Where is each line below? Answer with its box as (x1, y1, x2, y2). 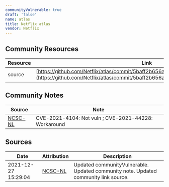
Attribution (42, 152, 69, 159)
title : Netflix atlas (5, 21, 51, 27)
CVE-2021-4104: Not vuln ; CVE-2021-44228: (36, 114, 153, 121)
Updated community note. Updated (73, 167, 157, 174)
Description (103, 152, 132, 159)
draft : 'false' (5, 12, 37, 17)
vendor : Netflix (5, 26, 39, 31)
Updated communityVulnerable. (73, 161, 149, 168)
